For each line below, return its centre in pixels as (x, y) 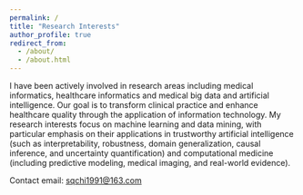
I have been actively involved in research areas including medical (131, 86)
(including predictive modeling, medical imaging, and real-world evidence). (150, 163)
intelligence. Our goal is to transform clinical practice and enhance (134, 105)
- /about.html (44, 60)
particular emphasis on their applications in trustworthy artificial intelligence (151, 134)
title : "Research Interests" (65, 26)
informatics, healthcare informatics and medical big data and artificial (140, 95)
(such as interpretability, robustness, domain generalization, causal (135, 143)
